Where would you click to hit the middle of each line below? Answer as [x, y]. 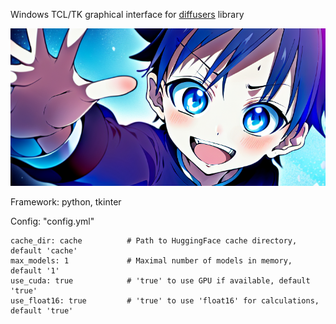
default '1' [35, 271]
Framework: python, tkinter [66, 202]
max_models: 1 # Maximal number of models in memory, [151, 261]
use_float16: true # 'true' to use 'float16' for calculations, [165, 301]
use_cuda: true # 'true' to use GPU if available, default [160, 281]
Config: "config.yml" [52, 221]
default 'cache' [44, 251]
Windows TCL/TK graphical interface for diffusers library [127, 14]
